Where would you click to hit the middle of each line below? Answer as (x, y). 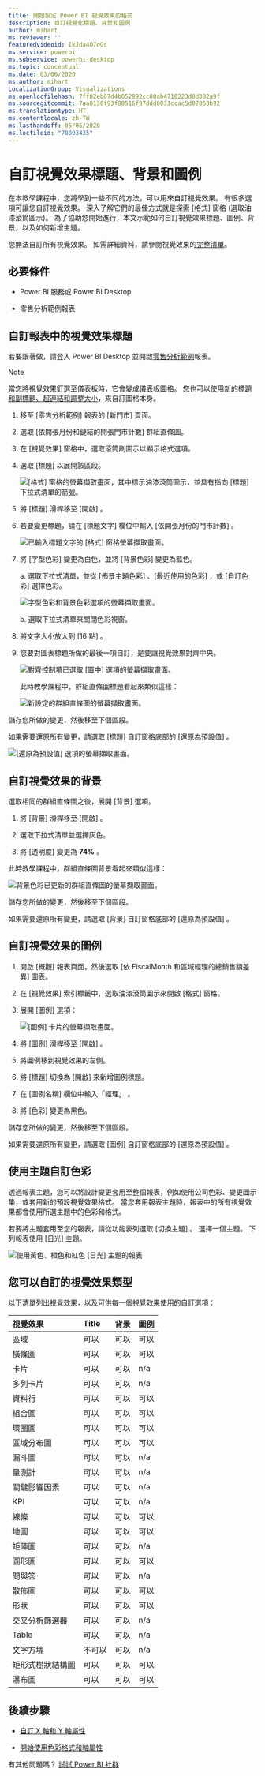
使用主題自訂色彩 (50, 1172)
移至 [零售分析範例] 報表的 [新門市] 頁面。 (87, 415)
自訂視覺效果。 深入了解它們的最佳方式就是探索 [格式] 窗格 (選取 (140, 208)
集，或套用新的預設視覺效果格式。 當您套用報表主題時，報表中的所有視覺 (127, 1201)
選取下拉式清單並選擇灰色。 (65, 835)
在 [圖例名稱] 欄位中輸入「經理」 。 (77, 1093)
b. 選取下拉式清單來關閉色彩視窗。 (76, 620)
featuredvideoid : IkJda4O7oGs (58, 45)
